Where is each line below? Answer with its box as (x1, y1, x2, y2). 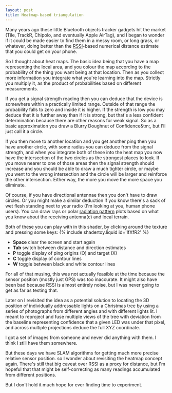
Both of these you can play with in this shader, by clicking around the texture (5, 223, 167, 230)
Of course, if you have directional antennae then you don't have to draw (5, 192, 158, 198)
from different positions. (5, 371, 56, 378)
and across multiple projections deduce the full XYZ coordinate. (5, 324, 140, 330)
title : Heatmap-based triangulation (5, 12, 84, 17)
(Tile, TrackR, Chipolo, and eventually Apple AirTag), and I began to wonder (5, 32, 165, 38)
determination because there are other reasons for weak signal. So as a (5, 117, 157, 123)
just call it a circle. (5, 128, 44, 134)
